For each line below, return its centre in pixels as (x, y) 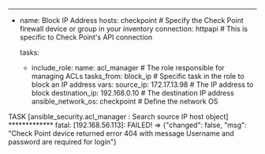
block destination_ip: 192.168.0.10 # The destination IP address (132, 93)
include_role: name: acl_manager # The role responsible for (128, 68)
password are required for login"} (62, 142)
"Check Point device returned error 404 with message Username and (121, 133)
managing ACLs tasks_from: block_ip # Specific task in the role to (138, 76)
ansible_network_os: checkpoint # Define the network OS (125, 101)
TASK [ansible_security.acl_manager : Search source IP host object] (118, 116)
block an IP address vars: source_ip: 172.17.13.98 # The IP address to (142, 85)
